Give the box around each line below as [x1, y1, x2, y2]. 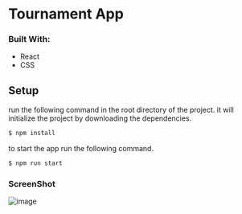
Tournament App [8, 5, 125, 23]
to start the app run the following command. [8, 144, 154, 154]
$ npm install [8, 130, 56, 138]
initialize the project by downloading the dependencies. [8, 113, 192, 123]
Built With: [8, 34, 51, 45]
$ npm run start [8, 159, 63, 167]
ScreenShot [8, 178, 56, 189]
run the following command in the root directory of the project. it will [8, 105, 235, 115]
